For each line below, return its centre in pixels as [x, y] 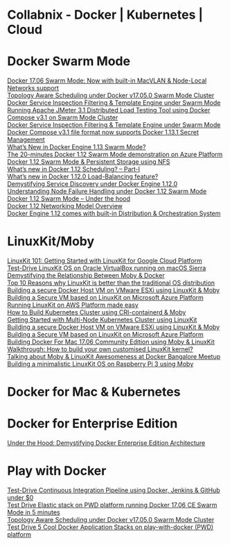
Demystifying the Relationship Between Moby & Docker [86, 276]
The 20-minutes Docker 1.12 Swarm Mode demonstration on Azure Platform [115, 154]
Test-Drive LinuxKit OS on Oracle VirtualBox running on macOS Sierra [107, 268]
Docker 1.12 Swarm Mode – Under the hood [69, 199]
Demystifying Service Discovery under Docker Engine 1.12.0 [92, 184]
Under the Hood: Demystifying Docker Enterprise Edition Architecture [106, 443]
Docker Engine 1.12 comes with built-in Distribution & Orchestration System [114, 213]
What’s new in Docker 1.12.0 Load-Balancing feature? [83, 176]
